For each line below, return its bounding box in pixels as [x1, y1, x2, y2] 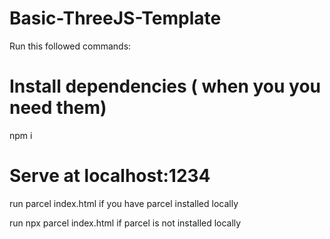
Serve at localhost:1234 [9, 165, 211, 187]
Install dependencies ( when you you [9, 75, 322, 98]
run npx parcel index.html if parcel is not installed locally [9, 217, 242, 229]
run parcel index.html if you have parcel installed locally [9, 197, 239, 209]
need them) [9, 97, 107, 119]
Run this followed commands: [9, 40, 132, 52]
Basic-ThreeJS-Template [9, 7, 222, 30]
